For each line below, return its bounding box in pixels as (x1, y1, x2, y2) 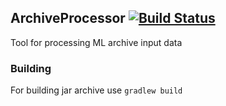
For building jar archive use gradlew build (10, 84, 183, 96)
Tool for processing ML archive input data (10, 36, 183, 48)
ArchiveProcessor (10, 10, 126, 27)
